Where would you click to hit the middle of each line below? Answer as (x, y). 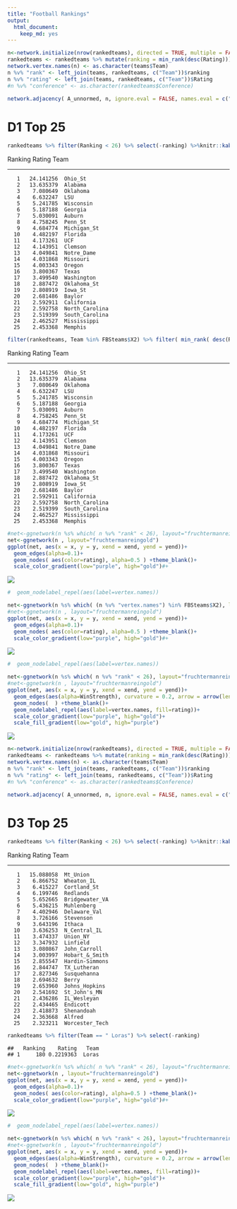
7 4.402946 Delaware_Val (59, 912)
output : (19, 21)
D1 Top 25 (36, 127)
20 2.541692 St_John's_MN (58, 993)
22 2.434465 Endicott (52, 1005)
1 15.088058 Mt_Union (53, 875)
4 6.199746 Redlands (53, 894)
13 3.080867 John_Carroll (58, 949)
